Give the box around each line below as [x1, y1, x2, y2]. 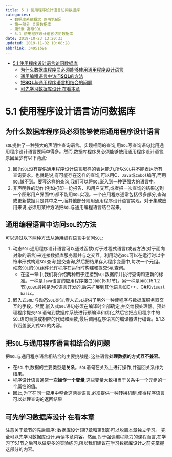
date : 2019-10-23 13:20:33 [5, 36, 63, 41]
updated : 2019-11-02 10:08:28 [5, 41, 70, 46]
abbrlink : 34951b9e [5, 45, 47, 51]
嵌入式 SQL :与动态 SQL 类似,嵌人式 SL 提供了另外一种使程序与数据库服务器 [12, 297, 160, 303]
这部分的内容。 [5, 446, 37, 452]
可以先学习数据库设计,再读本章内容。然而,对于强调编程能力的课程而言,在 [9, 433, 162, 440]
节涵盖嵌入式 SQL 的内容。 [12, 323, 65, 329]
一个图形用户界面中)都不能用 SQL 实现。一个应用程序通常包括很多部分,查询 [12, 191, 166, 197]
